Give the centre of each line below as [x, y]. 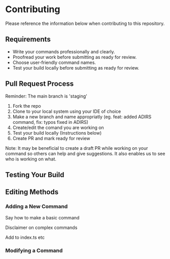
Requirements [28, 39]
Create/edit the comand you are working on [58, 127]
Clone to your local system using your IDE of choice [67, 111]
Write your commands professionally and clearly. [64, 51]
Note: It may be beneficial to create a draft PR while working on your [77, 148]
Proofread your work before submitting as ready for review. [75, 57]
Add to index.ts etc [25, 237]
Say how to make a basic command [42, 217]
